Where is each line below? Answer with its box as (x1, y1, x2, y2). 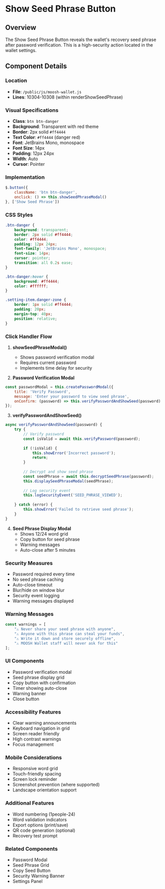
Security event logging (12, 592, 60, 598)
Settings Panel (12, 878, 43, 884)
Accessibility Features (5, 708, 61, 716)
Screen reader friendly (12, 731, 59, 737)
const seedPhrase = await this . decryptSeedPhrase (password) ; (23, 474, 154, 479)
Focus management (12, 741, 54, 747)
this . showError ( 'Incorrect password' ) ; (32, 451, 116, 456)
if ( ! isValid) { (23, 446, 57, 451)
